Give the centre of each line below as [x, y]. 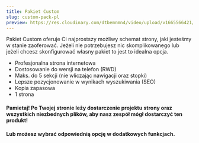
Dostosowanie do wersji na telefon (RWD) [65, 69]
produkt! [17, 120]
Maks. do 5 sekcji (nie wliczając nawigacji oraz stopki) [81, 76]
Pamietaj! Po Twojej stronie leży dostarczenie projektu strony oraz [89, 108]
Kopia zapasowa [35, 88]
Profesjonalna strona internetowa [55, 63]
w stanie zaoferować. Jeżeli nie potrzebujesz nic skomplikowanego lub [93, 45]
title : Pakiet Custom [33, 11]
